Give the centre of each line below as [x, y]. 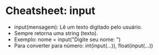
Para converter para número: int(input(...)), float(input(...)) [84, 46]
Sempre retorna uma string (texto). [56, 33]
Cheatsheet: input [50, 11]
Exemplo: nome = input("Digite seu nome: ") [67, 39]
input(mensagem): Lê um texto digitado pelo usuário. [78, 27]
